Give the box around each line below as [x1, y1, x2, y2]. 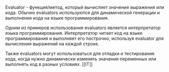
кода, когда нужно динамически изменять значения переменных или [5, 56, 157, 62]
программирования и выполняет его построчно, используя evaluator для [5, 35, 164, 41]
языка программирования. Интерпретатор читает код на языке [5, 30, 143, 36]
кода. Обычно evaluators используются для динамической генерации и [5, 10, 160, 16]
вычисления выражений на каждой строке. [5, 41, 100, 47]
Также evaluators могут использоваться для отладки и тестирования [5, 50, 155, 56]
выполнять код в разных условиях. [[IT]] [5, 61, 93, 67]
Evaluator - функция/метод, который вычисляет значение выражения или [5, 5, 164, 10]
